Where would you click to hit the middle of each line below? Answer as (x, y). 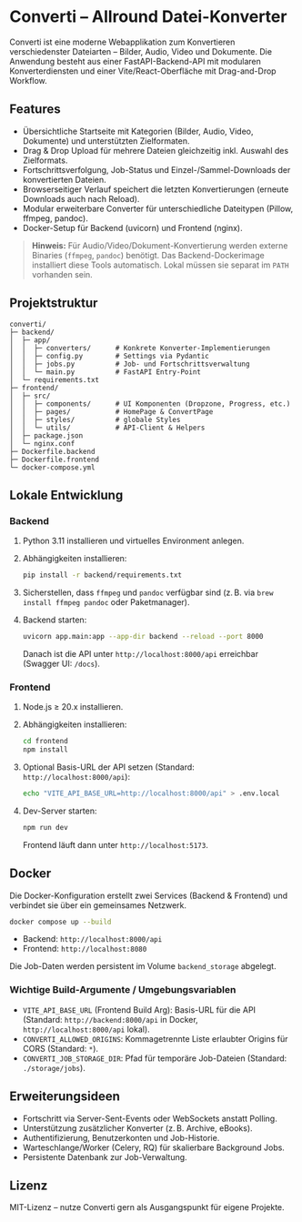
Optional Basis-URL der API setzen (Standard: (109, 767)
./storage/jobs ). (54, 1067)
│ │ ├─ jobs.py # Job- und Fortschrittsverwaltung (130, 364)
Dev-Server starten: (60, 811)
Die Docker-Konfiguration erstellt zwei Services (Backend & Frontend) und (149, 895)
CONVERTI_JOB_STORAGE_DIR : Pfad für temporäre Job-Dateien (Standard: (155, 1058)
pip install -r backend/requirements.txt (102, 575)
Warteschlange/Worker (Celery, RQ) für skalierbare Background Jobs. (153, 1147)
